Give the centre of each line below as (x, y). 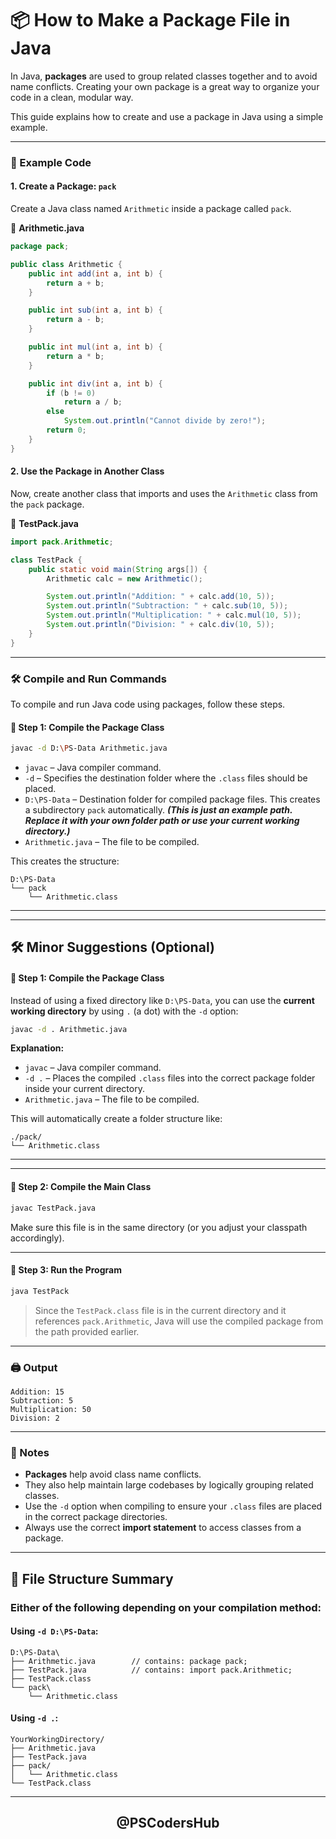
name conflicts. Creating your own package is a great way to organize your (165, 86)
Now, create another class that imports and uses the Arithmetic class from (164, 493)
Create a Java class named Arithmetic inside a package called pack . (151, 209)
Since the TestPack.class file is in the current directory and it (160, 1310)
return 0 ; (66, 430)
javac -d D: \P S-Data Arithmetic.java (89, 748)
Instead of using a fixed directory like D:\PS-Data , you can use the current (162, 1000)
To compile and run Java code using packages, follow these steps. (148, 704)
